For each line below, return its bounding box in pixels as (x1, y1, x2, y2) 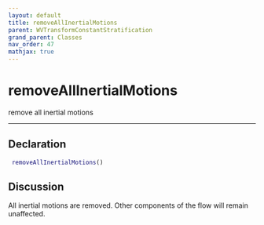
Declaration (8, 138, 67, 151)
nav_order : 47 (8, 41, 55, 49)
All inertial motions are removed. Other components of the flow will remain (8, 201, 249, 210)
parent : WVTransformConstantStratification (8, 26, 153, 34)
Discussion (8, 180, 64, 194)
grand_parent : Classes (8, 33, 82, 42)
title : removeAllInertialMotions (8, 19, 118, 27)
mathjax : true (8, 48, 55, 56)
